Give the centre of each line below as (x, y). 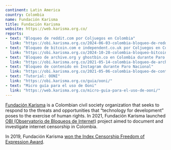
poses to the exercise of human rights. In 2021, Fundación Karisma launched (85, 115)
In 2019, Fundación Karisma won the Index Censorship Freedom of (75, 136)
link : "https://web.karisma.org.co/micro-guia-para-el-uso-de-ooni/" (85, 90)
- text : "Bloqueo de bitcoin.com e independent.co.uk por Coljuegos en (83, 48)
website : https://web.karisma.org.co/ (46, 29)
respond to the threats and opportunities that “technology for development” (84, 110)
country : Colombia (25, 15)
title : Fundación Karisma (33, 24)
